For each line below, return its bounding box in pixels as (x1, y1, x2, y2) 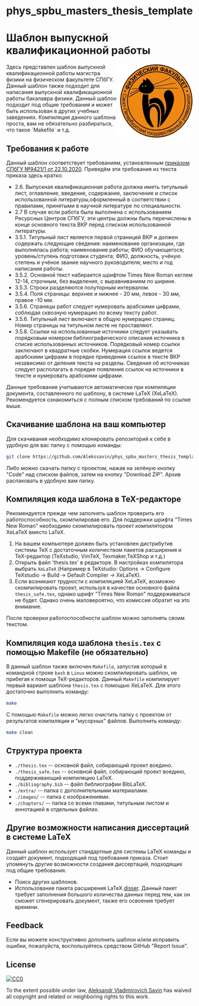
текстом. (6, 621, 28, 628)
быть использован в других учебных (6, 108, 99, 115)
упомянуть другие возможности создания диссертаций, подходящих (6, 860, 182, 867)
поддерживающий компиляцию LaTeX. (14, 774, 114, 781)
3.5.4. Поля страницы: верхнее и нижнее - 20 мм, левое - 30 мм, (14, 290, 181, 297)
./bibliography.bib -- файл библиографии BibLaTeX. (14, 780, 147, 788)
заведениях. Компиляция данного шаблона (6, 114, 116, 121)
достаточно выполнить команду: (6, 688, 89, 695)
